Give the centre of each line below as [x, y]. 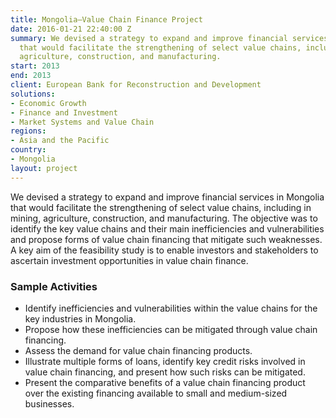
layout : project [44, 168]
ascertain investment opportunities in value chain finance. [129, 260]
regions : [28, 131]
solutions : [33, 94]
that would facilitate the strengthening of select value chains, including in [161, 207]
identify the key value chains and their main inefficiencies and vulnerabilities [167, 228]
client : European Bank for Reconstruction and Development [136, 85]
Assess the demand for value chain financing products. [138, 350]
